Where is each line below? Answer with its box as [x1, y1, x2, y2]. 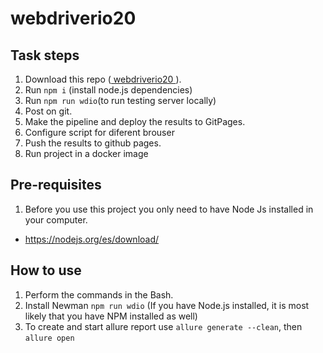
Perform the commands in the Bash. [24, 288, 174, 301]
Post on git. [24, 105, 73, 117]
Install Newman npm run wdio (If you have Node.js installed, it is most [24, 299, 310, 311]
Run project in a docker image [24, 148, 149, 159]
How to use [10, 262, 82, 279]
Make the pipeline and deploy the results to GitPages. [24, 116, 246, 127]
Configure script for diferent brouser [24, 127, 175, 138]
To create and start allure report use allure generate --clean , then [24, 320, 303, 332]
